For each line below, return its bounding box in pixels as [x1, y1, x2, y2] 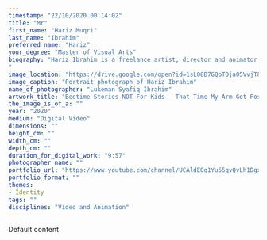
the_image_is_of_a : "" [8, 100, 83, 108]
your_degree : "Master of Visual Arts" [8, 48, 137, 56]
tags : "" [8, 196, 37, 204]
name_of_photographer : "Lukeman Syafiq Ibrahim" [8, 85, 172, 93]
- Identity [8, 188, 44, 196]
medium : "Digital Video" [8, 115, 91, 123]
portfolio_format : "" [8, 173, 80, 182]
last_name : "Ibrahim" [8, 33, 80, 42]
